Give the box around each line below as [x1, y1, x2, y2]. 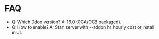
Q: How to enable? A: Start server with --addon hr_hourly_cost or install [11, 24, 155, 30]
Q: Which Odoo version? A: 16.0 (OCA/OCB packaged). [11, 19, 122, 25]
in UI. [11, 29, 22, 35]
